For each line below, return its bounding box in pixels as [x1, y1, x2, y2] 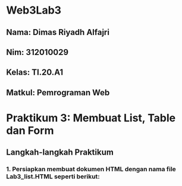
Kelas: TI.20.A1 [6, 68, 64, 78]
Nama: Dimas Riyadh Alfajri [6, 27, 110, 37]
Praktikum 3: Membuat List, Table [6, 111, 176, 124]
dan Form [6, 124, 54, 137]
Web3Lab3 [6, 4, 61, 17]
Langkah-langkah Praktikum [6, 147, 114, 158]
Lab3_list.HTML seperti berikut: [6, 172, 100, 181]
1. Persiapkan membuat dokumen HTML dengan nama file [6, 165, 177, 174]
